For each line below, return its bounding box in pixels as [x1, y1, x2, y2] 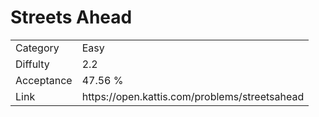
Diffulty [15, 57, 50, 71]
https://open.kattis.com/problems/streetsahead [81, 89, 305, 103]
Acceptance [15, 73, 73, 87]
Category [15, 41, 60, 55]
